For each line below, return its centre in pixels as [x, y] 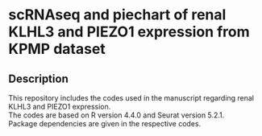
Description [38, 78]
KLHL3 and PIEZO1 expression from [129, 32]
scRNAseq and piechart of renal [117, 15]
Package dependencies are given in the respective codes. [105, 124]
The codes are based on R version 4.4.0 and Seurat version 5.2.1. [116, 115]
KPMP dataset [57, 49]
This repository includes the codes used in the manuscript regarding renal [131, 98]
